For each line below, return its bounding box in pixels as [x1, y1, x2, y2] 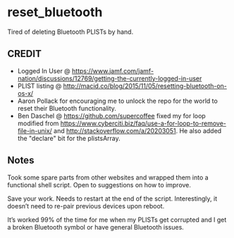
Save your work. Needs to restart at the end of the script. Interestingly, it [7, 194, 217, 203]
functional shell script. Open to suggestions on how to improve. [7, 180, 192, 189]
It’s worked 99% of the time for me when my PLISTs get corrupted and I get [7, 215, 227, 224]
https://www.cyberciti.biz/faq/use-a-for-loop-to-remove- [60, 119, 227, 127]
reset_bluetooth [7, 4, 103, 20]
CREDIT [7, 48, 42, 60]
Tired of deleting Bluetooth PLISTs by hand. [7, 27, 134, 36]
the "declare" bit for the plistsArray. [17, 134, 121, 142]
